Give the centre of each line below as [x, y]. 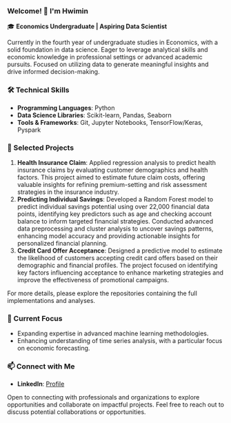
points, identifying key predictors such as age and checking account [114, 214]
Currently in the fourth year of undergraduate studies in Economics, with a [113, 42]
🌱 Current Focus [35, 318]
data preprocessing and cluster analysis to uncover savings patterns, [115, 228]
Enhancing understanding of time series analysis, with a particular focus [120, 341]
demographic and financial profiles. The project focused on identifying [118, 265]
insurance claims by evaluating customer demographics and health [112, 170]
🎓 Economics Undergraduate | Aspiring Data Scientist [87, 26]
